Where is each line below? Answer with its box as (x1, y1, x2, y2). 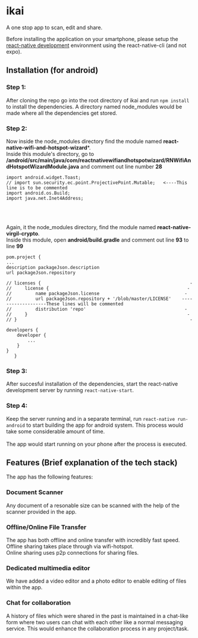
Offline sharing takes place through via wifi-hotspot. (6, 543, 134, 550)
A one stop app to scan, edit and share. (6, 24, 103, 31)
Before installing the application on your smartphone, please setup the (6, 35, 178, 42)
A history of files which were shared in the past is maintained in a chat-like (6, 612, 188, 620)
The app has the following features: (6, 473, 93, 480)
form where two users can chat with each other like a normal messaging (6, 618, 183, 626)
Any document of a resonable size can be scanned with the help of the (6, 502, 180, 509)
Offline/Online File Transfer (6, 523, 87, 531)
